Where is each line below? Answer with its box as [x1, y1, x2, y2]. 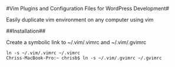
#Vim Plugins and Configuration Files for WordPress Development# [6, 5, 170, 12]
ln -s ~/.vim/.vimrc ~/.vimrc [6, 50, 81, 56]
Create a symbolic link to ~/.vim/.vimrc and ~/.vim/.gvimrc [6, 39, 147, 45]
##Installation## [6, 27, 46, 34]
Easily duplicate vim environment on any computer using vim [6, 16, 154, 23]
